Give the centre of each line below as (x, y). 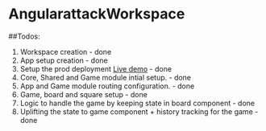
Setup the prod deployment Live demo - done (96, 68)
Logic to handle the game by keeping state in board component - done (137, 103)
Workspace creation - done (66, 51)
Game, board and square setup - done (83, 94)
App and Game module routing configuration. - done (107, 86)
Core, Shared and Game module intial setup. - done (106, 77)
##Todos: (24, 36)
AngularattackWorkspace (97, 14)
